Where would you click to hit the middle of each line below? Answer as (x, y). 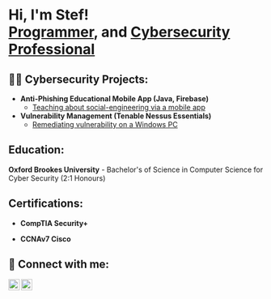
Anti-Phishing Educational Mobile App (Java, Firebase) (114, 98)
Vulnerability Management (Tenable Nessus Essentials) (116, 116)
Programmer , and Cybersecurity (119, 32)
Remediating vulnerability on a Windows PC (105, 124)
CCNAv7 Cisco (45, 239)
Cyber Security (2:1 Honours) (57, 178)
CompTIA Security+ (54, 223)
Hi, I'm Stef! (49, 15)
